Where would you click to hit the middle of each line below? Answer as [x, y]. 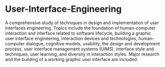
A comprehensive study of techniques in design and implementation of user [82, 23]
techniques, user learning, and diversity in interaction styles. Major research [82, 54]
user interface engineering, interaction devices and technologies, [71, 38]
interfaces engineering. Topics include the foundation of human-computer [81, 28]
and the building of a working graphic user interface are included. [72, 59]
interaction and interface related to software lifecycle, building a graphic [78, 33]
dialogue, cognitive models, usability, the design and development [93, 43]
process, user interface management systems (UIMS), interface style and [80, 49]
